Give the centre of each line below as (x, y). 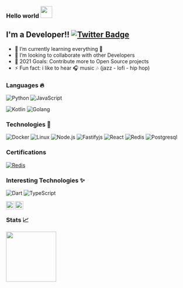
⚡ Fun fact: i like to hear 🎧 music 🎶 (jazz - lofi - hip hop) (82, 68)
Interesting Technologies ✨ (46, 180)
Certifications (26, 152)
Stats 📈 (18, 220)
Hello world (23, 16)
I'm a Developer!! (38, 35)
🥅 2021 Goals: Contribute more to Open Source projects (82, 61)
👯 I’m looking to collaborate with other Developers (75, 55)
